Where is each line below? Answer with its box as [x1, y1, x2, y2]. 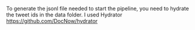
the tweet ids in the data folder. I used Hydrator [6, 11, 123, 18]
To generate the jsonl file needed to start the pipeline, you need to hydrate [6, 5, 190, 12]
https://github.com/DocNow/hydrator [6, 18, 98, 24]
